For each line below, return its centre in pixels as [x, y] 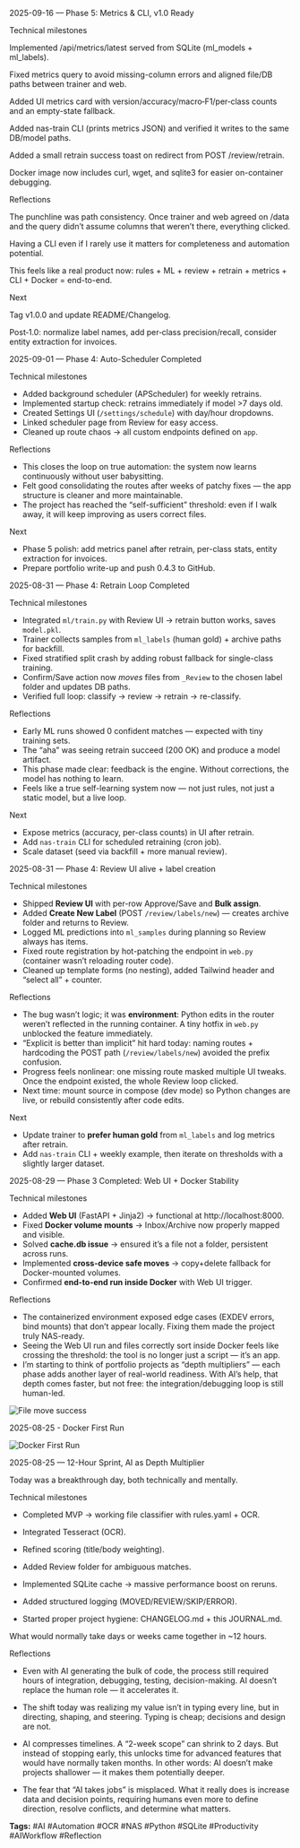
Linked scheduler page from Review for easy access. [120, 422]
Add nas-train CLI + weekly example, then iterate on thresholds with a [153, 1154]
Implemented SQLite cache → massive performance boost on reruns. [150, 1584]
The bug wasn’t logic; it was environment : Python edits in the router [148, 1015]
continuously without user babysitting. [93, 476]
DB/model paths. [40, 138]
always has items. [55, 941]
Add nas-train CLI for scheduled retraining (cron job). [122, 842]
